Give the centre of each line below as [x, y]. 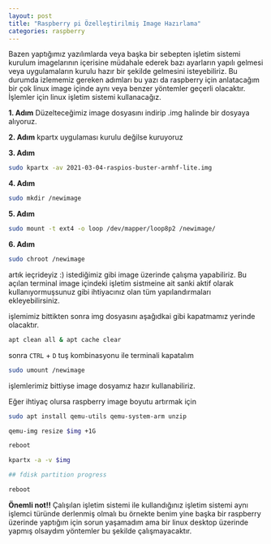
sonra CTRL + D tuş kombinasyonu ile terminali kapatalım [101, 355]
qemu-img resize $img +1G [52, 431]
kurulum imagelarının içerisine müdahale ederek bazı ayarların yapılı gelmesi [136, 63]
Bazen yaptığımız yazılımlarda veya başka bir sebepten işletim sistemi [125, 54]
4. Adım [22, 183]
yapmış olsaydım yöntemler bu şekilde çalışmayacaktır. [100, 531]
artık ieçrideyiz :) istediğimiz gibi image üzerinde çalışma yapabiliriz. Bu [128, 274]
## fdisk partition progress [58, 475]
